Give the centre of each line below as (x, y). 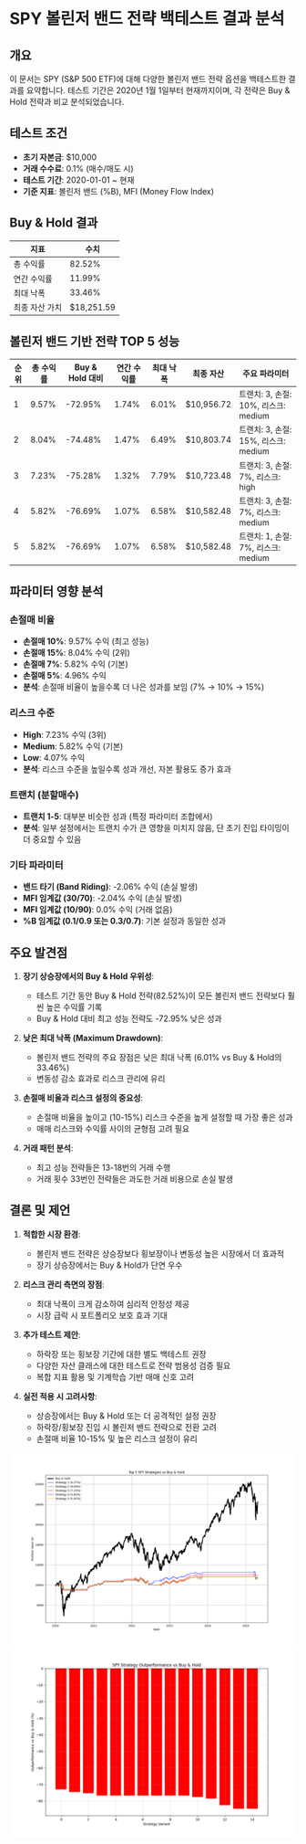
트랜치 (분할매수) (44, 795)
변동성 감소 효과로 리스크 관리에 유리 (101, 1079)
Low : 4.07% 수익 (54, 757)
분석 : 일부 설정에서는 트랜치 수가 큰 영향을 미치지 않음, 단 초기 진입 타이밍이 (156, 827)
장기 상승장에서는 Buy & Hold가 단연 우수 (109, 1265)
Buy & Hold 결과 (54, 223)
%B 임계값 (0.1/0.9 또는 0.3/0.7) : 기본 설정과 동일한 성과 (124, 921)
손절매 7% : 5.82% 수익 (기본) (76, 664)
